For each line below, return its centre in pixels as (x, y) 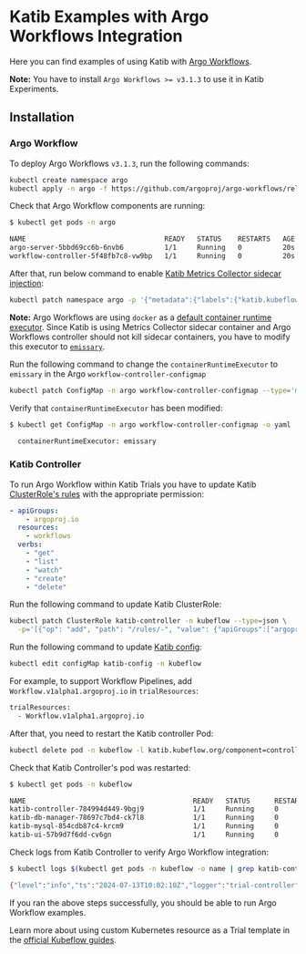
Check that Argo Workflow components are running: (107, 206)
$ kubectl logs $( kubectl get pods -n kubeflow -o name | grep (132, 868)
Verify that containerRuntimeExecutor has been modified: (116, 408)
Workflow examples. (48, 912)
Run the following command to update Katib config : (106, 647)
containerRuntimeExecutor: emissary (87, 441)
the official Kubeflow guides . (63, 939)
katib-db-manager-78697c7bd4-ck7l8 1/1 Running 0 (144, 818)
